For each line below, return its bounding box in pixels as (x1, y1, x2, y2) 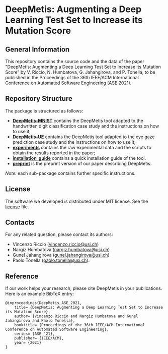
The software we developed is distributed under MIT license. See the (5, 198, 148, 204)
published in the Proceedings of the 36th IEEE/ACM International (5, 75, 139, 80)
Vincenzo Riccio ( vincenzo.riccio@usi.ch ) (12, 241, 99, 248)
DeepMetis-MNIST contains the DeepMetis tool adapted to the (12, 117, 143, 124)
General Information (5, 45, 70, 53)
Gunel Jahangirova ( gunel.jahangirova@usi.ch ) (12, 252, 110, 258)
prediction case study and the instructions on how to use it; (12, 139, 136, 145)
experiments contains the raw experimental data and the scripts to (12, 144, 152, 150)
